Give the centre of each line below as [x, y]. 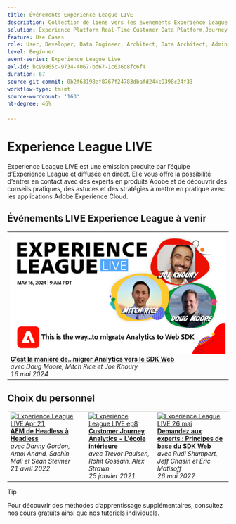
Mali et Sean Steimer [40, 461]
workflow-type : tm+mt [39, 89]
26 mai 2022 [176, 476]
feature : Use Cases [36, 37]
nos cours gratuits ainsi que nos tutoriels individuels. [84, 513]
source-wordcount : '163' [44, 96]
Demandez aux [179, 431]
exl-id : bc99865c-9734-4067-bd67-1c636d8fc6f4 [77, 67]
